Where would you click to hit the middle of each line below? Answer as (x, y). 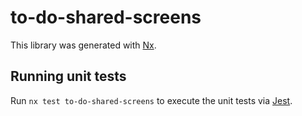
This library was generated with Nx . (83, 45)
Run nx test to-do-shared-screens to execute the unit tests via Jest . (151, 100)
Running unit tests (68, 76)
